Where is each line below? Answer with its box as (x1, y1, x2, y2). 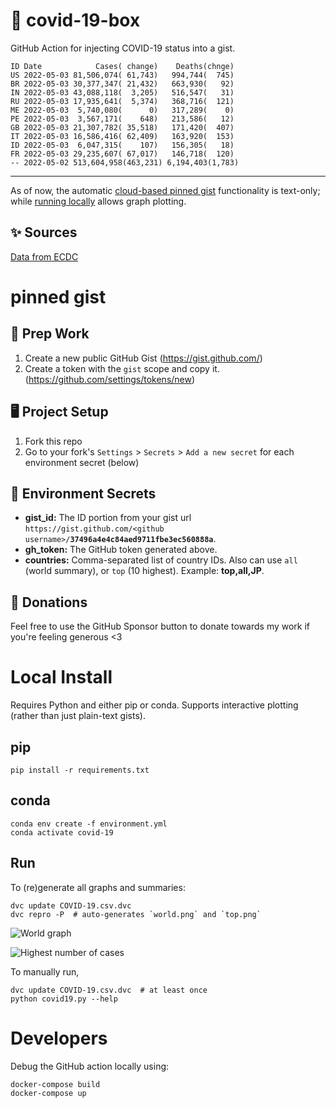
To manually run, (10, 965, 80, 978)
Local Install (10, 666, 113, 689)
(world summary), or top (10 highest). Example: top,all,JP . (24, 565, 265, 577)
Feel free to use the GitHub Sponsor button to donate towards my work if (10, 620, 311, 633)
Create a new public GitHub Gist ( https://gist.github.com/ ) (24, 352, 263, 364)
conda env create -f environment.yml (10, 819, 168, 829)
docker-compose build (10, 1079, 101, 1089)
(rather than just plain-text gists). (10, 710, 146, 722)
